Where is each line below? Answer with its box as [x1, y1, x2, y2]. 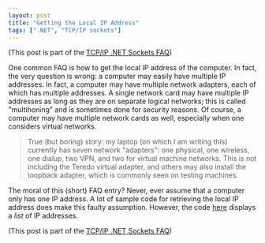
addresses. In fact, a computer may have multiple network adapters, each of [8, 80, 256, 89]
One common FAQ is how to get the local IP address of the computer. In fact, [8, 63, 257, 73]
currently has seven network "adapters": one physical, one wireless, [27, 145, 250, 155]
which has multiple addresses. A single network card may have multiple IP [8, 88, 249, 98]
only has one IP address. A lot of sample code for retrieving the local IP [8, 194, 239, 204]
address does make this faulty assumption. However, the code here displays [8, 203, 256, 212]
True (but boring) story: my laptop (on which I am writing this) [27, 137, 228, 147]
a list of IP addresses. [8, 211, 79, 221]
